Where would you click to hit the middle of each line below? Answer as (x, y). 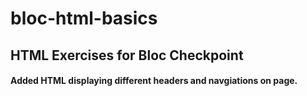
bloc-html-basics (84, 18)
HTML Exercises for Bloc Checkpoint (127, 55)
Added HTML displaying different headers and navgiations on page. (154, 81)
